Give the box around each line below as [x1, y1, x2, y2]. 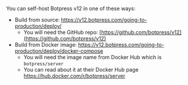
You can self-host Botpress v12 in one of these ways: [6, 5, 136, 12]
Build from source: [14, 16, 60, 23]
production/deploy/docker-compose [14, 47, 103, 55]
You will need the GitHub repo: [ [23, 29, 102, 36]
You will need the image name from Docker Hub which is [23, 54, 162, 60]
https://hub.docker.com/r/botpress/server [23, 73, 125, 79]
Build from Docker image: [14, 41, 77, 48]
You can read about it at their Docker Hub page [23, 66, 139, 73]
